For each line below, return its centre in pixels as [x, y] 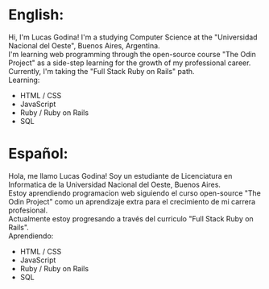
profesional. [28, 210]
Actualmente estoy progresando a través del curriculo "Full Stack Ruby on [131, 218]
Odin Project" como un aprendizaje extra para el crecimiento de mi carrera [132, 201]
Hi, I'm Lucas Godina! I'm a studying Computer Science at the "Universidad [133, 37]
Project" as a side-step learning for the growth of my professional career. [130, 63]
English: [36, 15]
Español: [38, 154]
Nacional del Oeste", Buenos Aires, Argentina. [84, 45]
